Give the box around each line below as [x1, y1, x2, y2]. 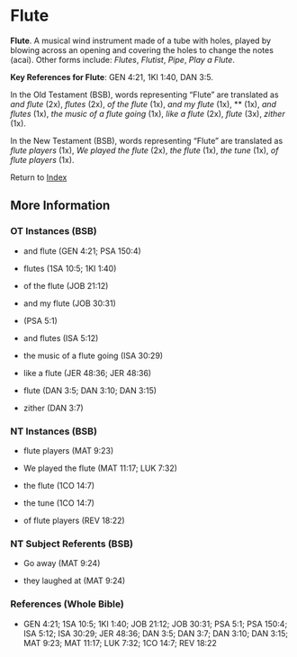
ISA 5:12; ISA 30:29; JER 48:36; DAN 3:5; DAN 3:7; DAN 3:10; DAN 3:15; [22, 627, 289, 639]
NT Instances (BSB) [10, 425, 98, 437]
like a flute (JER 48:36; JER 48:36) [22, 367, 152, 378]
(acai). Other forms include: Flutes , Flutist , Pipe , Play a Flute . [10, 54, 235, 65]
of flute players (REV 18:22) [22, 515, 125, 526]
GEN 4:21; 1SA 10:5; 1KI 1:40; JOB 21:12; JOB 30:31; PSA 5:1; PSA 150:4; [22, 618, 288, 629]
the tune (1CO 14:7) [22, 497, 95, 508]
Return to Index [10, 172, 67, 183]
